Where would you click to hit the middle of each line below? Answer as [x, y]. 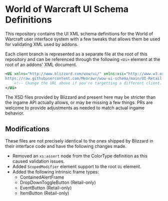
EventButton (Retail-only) [46, 188]
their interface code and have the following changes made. [66, 146]
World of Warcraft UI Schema [67, 9]
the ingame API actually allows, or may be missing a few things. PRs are [79, 102]
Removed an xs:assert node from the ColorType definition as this [80, 156]
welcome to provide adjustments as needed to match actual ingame [75, 108]
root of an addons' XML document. [41, 64]
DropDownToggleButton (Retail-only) [58, 182]
